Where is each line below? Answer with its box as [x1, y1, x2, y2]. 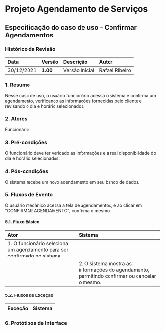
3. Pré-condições [5, 139, 48, 146]
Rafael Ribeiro [99, 67, 131, 74]
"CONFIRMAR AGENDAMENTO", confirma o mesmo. [5, 208, 111, 214]
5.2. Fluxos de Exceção [5, 293, 54, 298]
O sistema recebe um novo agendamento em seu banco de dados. [5, 179, 140, 185]
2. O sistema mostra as [78, 260, 132, 267]
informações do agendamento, [78, 266, 150, 273]
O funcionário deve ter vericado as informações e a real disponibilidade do [5, 150, 156, 156]
